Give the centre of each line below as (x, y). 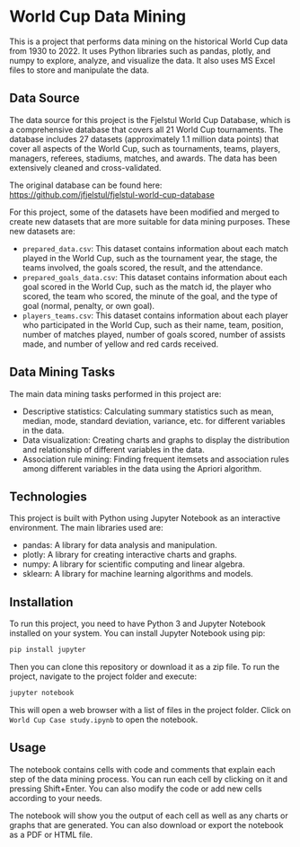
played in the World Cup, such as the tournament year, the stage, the (150, 258)
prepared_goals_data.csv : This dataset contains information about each (154, 277)
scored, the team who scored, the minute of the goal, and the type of (150, 296)
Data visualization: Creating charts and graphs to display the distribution (156, 440)
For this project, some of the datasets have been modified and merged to (145, 212)
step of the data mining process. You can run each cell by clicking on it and (149, 779)
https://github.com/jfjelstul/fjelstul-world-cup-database (112, 194)
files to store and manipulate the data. (79, 70)
